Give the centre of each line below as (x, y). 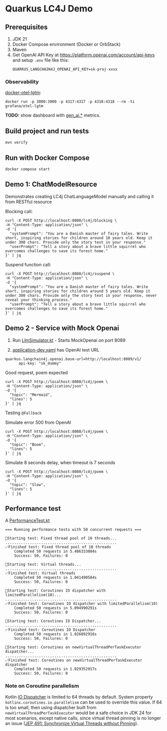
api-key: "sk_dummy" (40, 363)
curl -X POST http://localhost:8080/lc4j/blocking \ (61, 220)
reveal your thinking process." (39, 300)
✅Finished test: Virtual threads (40, 573)
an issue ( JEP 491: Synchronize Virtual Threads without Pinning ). (72, 723)
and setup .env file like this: (40, 60)
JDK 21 (20, 39)
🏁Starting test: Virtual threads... (43, 565)
